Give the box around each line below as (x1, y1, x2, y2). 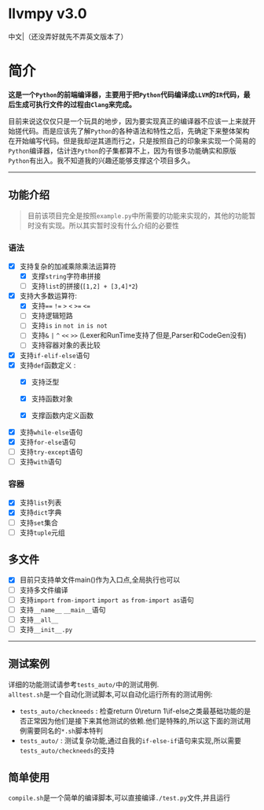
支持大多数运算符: (19, 291, 77, 301)
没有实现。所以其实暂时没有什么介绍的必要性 (34, 220, 179, 230)
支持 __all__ (19, 615, 59, 624)
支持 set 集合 (19, 517, 59, 527)
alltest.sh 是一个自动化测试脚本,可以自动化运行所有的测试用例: (8, 690, 213, 699)
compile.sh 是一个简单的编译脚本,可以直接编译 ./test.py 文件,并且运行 (8, 793, 231, 803)
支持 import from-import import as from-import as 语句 (19, 595, 194, 605)
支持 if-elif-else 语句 (19, 350, 90, 360)
